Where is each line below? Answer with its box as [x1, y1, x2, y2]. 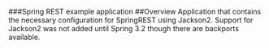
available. [8, 32, 41, 42]
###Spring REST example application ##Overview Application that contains [8, 7, 262, 16]
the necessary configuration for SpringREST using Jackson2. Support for [8, 15, 254, 25]
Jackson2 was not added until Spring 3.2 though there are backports [8, 24, 240, 33]
